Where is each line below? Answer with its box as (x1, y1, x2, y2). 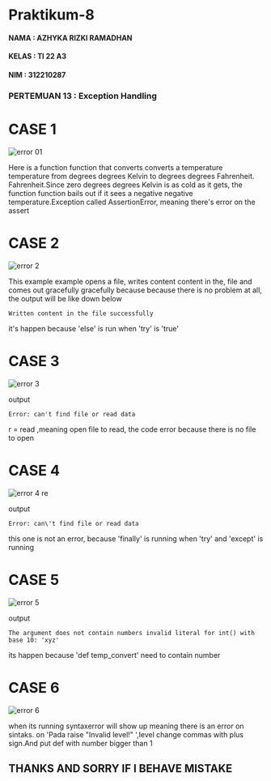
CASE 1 (8, 120, 57, 139)
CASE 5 (8, 570, 59, 589)
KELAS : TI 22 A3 (8, 51, 67, 62)
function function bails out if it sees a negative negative (8, 188, 193, 198)
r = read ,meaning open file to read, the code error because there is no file (8, 424, 256, 434)
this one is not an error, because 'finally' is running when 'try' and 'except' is (8, 533, 264, 544)
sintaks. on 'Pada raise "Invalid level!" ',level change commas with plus (8, 729, 244, 739)
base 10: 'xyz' (8, 636, 60, 644)
